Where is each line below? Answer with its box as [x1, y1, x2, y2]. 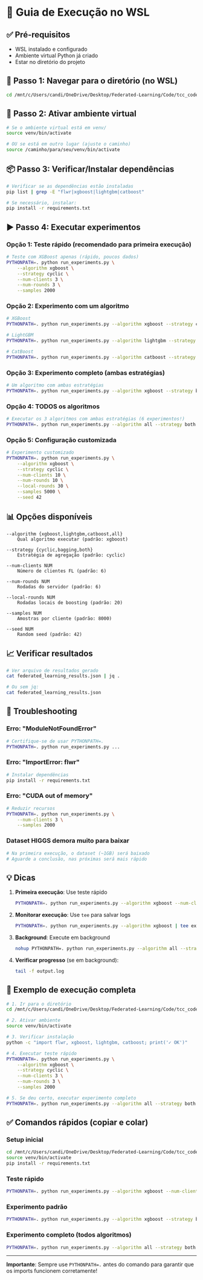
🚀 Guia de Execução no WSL [6, 5, 150, 19]
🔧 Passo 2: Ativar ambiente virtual [6, 109, 137, 119]
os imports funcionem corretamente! [6, 1267, 98, 1275]
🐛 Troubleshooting [6, 706, 77, 716]
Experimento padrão [6, 1203, 68, 1211]
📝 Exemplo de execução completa [6, 985, 136, 995]
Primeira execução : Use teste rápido [14, 889, 108, 896]
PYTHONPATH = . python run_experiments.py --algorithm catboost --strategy [6, 354, 196, 360]
